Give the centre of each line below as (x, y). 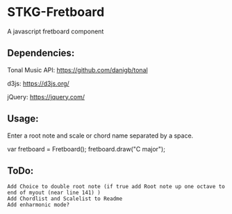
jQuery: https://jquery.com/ (46, 97)
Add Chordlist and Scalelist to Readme (65, 199)
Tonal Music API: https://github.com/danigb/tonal (77, 69)
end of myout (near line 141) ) (54, 193)
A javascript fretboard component (56, 31)
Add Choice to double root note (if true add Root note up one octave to (116, 187)
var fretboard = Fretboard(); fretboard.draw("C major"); (86, 149)
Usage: (23, 119)
